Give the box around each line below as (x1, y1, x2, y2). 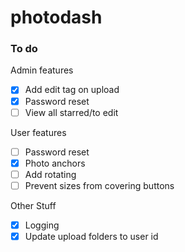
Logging (24, 219, 60, 231)
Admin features (10, 64, 74, 76)
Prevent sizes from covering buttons (24, 179, 175, 191)
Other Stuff (10, 199, 57, 211)
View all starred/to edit (24, 106, 119, 118)
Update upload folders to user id (24, 230, 159, 242)
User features (10, 126, 67, 138)
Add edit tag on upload (24, 84, 120, 96)
